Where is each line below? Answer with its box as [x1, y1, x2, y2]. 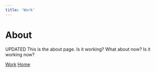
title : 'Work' [5, 7, 36, 13]
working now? [5, 51, 35, 57]
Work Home [5, 61, 30, 67]
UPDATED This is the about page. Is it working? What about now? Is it [5, 46, 151, 52]
